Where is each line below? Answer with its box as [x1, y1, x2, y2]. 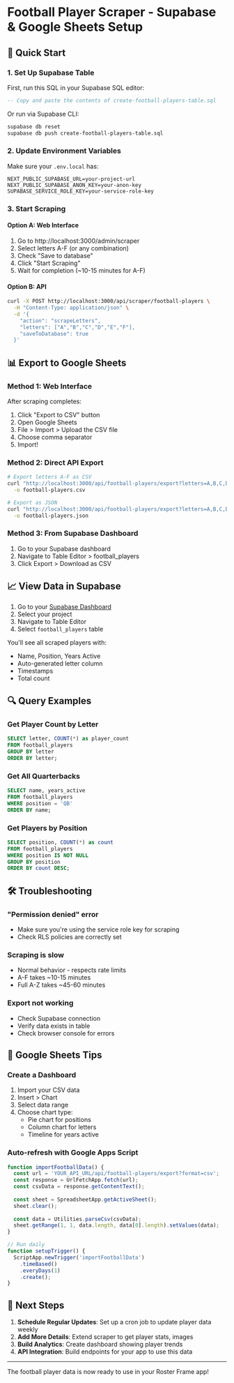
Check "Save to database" [17, 251, 94, 260]
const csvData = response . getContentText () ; [13, 1183, 145, 1190]
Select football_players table [17, 625, 104, 633]
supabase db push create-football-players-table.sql [7, 130, 164, 137]
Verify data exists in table [17, 1022, 91, 1030]
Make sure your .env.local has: [7, 162, 99, 170]
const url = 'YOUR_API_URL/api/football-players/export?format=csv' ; [13, 1170, 219, 1177]
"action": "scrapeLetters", [19, 317, 101, 324]
